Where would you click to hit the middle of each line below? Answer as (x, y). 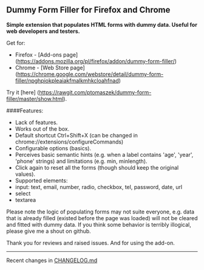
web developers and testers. (43, 31)
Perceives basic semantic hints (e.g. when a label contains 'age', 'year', (104, 154)
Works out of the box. (42, 129)
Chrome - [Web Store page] (50, 67)
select (23, 193)
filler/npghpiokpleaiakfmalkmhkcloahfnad (67, 80)
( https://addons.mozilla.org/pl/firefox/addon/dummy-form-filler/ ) (96, 61)
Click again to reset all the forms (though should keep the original (97, 167)
